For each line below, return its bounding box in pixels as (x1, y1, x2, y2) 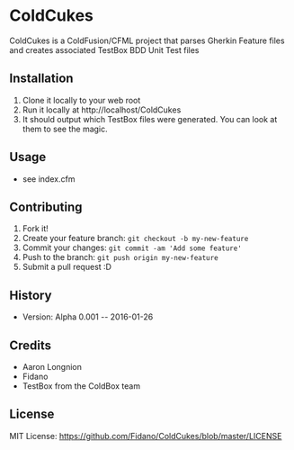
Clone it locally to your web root (22, 94, 141, 105)
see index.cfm (22, 173, 76, 184)
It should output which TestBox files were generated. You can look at (22, 113, 278, 124)
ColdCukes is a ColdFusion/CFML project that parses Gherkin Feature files (9, 35, 285, 46)
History (9, 287, 52, 302)
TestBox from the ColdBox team (22, 381, 141, 391)
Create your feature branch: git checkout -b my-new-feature (22, 233, 249, 244)
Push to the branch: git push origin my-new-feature (22, 252, 218, 263)
